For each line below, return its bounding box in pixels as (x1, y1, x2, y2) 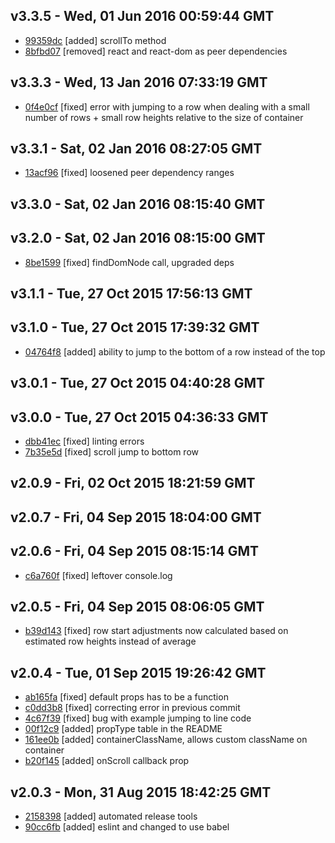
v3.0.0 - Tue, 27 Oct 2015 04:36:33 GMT (10, 409, 269, 426)
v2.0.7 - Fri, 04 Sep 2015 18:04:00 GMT (10, 509, 262, 526)
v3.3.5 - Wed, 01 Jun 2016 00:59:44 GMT (10, 8, 275, 25)
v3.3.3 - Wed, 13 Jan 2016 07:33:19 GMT (10, 74, 268, 91)
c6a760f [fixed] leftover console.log (24, 569, 173, 581)
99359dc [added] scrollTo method (24, 34, 167, 46)
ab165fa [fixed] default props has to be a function (24, 691, 229, 703)
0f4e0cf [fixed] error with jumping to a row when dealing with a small (24, 100, 310, 113)
